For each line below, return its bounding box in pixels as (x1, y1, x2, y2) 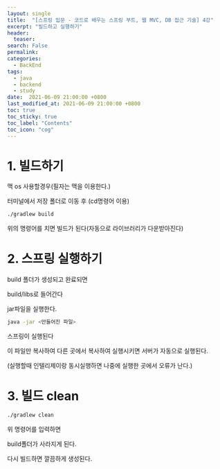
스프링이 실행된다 (7, 332, 54, 340)
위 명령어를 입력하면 (7, 425, 61, 433)
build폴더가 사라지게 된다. (7, 439, 77, 448)
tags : (7, 68, 23, 75)
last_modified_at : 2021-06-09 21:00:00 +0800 (7, 100, 140, 107)
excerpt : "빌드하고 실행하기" (7, 23, 83, 30)
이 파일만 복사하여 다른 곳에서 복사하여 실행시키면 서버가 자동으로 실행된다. (7, 347, 209, 355)
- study (13, 87, 36, 94)
